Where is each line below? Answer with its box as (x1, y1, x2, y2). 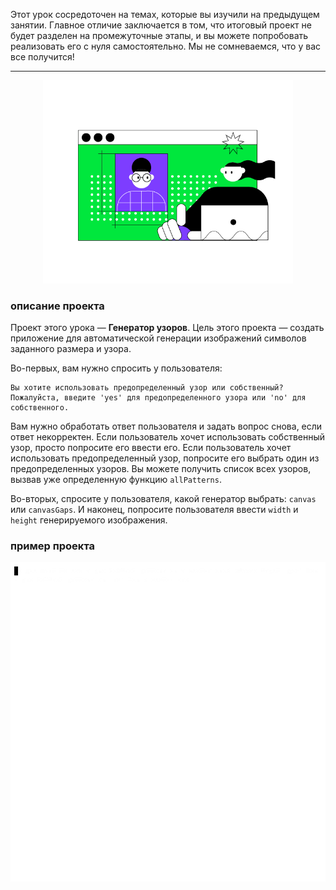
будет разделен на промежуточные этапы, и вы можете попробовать (10, 30, 309, 41)
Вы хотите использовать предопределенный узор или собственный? (10, 383, 284, 393)
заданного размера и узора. (10, 343, 132, 355)
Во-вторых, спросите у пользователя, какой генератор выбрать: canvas (10, 493, 317, 505)
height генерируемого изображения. (10, 514, 168, 526)
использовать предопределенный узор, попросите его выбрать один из (10, 452, 320, 464)
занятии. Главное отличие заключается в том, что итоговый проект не (10, 19, 312, 31)
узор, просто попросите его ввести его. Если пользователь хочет (10, 442, 292, 454)
